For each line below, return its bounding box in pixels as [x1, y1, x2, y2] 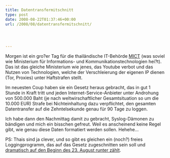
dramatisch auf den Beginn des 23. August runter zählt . [5, 147, 121, 153]
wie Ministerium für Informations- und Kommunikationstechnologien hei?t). [5, 59, 162, 65]
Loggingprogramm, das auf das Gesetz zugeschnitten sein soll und [5, 142, 146, 148]
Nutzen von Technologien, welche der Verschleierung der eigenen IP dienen [5, 69, 165, 75]
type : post [5, 12, 28, 17]
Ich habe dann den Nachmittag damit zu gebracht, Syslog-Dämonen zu [5, 116, 154, 122]
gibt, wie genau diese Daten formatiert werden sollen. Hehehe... [5, 127, 139, 133]
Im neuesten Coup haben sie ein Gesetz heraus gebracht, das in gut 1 [5, 85, 151, 91]
